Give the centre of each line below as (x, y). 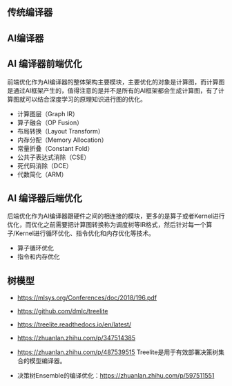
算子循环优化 (35, 248)
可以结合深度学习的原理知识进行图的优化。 (86, 99)
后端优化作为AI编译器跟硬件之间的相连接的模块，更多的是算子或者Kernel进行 (116, 216)
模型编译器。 (48, 361)
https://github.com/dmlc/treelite (62, 311)
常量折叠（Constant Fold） (55, 148)
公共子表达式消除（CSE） (54, 157)
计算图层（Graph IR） (48, 113)
